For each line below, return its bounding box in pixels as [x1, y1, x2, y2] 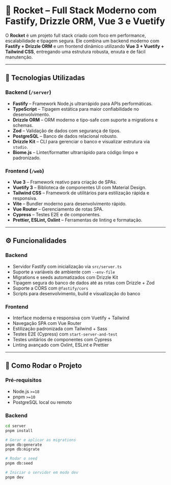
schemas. [12, 122, 34, 128]
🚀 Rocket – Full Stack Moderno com [5, 5, 157, 16]
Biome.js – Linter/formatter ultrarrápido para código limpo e [12, 149, 138, 155]
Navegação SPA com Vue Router [12, 320, 82, 326]
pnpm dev [5, 474, 24, 480]
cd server [5, 423, 26, 428]
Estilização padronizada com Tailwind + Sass [12, 325, 108, 331]
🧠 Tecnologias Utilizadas [5, 73, 85, 82]
